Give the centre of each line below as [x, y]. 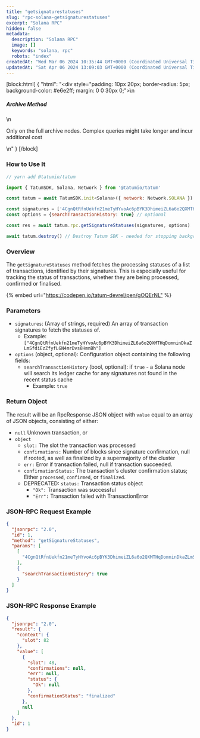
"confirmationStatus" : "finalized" [72, 696]
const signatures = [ [33, 209]
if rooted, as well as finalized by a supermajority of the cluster [99, 458]
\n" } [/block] [22, 149]
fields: [22, 361]
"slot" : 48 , [43, 663]
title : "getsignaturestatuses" [45, 12]
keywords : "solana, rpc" [42, 51]
